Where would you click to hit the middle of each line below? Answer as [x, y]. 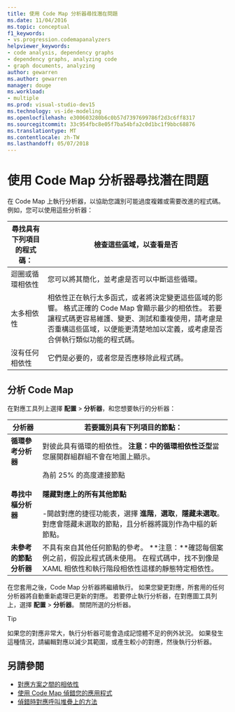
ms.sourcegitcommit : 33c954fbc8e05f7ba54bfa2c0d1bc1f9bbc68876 [101, 124]
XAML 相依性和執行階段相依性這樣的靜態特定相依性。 [130, 569]
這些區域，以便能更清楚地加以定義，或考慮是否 [146, 329]
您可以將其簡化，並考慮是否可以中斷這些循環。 [125, 279]
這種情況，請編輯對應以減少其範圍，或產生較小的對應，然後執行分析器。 [111, 641]
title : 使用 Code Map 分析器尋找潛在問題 [63, 14]
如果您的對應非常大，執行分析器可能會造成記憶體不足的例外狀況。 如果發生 [115, 633]
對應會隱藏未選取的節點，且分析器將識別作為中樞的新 [130, 524]
